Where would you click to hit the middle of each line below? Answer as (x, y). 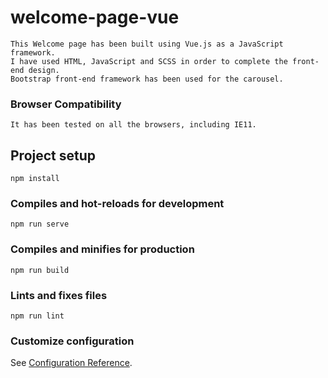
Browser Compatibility (66, 104)
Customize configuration (72, 341)
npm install (35, 179)
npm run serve (40, 224)
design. (44, 70)
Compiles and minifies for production (102, 249)
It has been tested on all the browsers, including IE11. (133, 125)
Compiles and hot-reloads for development (117, 203)
